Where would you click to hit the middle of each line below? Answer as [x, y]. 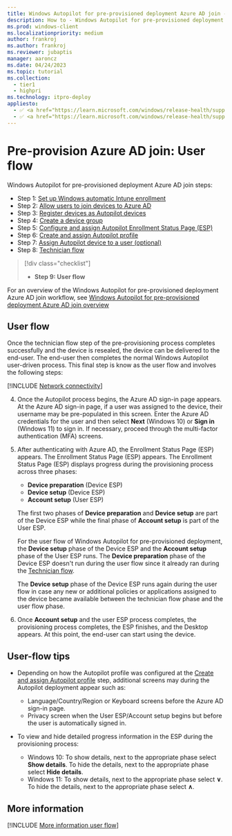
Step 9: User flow [60, 276]
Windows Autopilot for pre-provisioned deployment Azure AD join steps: [110, 185]
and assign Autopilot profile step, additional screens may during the [113, 680]
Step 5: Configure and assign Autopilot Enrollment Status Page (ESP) [115, 228]
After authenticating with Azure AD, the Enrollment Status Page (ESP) [115, 450]
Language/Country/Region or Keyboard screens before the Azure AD [125, 701]
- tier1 [25, 85]
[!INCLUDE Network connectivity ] [55, 386]
